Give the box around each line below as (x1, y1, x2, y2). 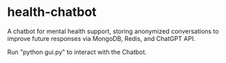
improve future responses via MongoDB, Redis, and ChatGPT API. (7, 34, 196, 42)
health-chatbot (7, 4, 97, 20)
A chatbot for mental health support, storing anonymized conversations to (7, 27, 219, 35)
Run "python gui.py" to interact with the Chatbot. (7, 48, 147, 56)
